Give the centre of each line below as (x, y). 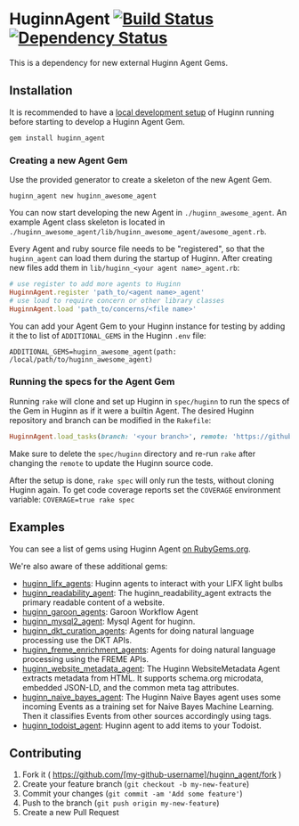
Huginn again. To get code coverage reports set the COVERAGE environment (145, 489)
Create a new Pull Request (71, 813)
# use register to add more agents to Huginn (95, 284)
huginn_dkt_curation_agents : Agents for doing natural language (138, 630)
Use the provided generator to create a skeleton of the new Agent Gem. (141, 180)
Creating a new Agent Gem (69, 160)
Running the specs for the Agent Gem (92, 381)
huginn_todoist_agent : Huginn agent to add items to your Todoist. (142, 725)
